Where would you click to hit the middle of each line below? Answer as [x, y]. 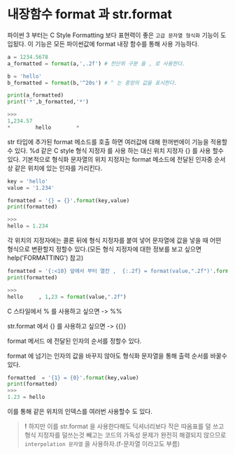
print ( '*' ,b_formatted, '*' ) [48, 102]
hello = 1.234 [28, 226]
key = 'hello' [28, 181]
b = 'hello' [24, 76]
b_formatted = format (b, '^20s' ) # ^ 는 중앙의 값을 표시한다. [92, 83]
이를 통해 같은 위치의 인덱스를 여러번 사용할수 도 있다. [80, 412]
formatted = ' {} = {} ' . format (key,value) [69, 200]
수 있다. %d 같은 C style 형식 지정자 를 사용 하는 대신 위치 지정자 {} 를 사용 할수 [115, 150]
